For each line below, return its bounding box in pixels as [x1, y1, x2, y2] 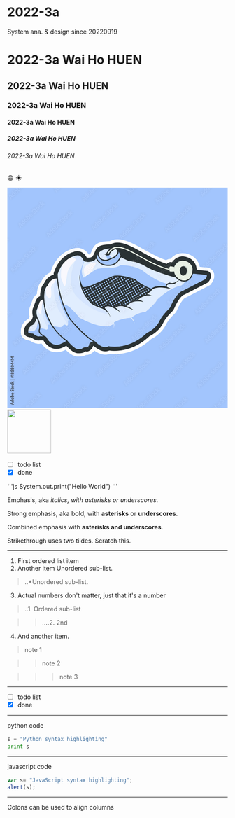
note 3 [59, 672, 78, 681]
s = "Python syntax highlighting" [7, 735, 108, 742]
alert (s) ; [7, 784, 36, 791]
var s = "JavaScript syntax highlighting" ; [7, 777, 133, 784]
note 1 [24, 645, 42, 653]
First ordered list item [17, 556, 79, 564]
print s [7, 743, 30, 750]
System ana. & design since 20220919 [7, 27, 117, 36]
